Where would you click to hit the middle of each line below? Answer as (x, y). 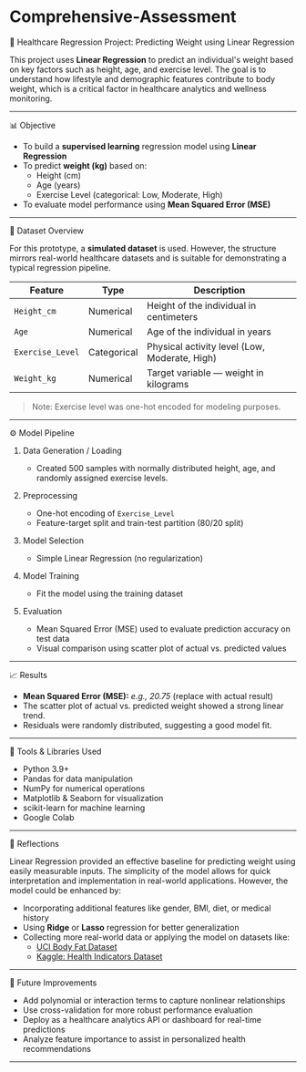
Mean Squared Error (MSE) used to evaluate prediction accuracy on (163, 629)
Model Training (51, 575)
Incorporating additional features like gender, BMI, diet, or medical (147, 908)
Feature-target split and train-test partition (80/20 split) (140, 522)
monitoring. (31, 98)
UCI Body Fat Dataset (76, 946)
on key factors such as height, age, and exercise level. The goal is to (138, 69)
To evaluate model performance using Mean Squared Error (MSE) (147, 204)
